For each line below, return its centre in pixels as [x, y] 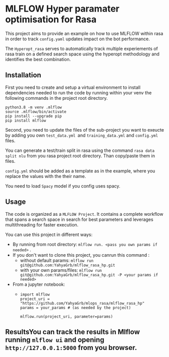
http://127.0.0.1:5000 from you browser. [71, 348]
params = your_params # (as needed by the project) [75, 308]
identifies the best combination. [38, 59]
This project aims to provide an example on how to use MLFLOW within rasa [84, 33]
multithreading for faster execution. [42, 224]
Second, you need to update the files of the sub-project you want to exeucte [85, 130]
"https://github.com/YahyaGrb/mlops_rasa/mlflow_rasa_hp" [82, 303]
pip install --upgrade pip [34, 116]
